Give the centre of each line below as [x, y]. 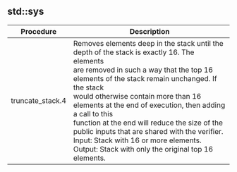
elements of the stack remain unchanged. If [145, 78]
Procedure [39, 31]
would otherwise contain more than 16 [137, 96]
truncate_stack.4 [39, 100]
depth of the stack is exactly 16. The [134, 52]
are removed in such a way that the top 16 [143, 70]
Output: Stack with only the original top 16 [143, 149]
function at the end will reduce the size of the [148, 123]
